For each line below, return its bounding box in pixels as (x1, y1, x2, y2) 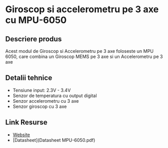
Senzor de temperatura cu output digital (12, 93, 97, 99)
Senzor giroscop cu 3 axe (12, 103, 67, 109)
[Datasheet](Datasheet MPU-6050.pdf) (12, 137, 95, 143)
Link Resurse (5, 118, 47, 127)
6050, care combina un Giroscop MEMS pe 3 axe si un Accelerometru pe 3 (5, 53, 163, 60)
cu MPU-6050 (5, 14, 67, 26)
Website (12, 131, 31, 138)
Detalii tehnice (5, 74, 53, 82)
